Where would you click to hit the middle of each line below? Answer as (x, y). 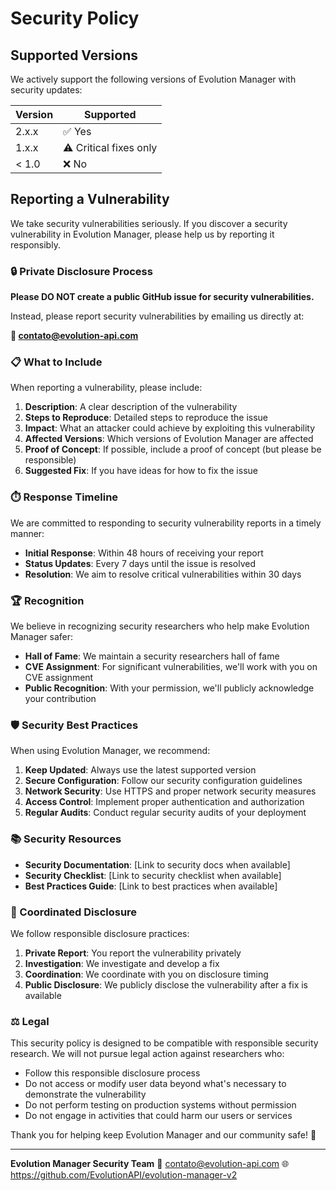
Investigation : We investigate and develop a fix (122, 963)
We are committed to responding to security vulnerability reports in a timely (166, 523)
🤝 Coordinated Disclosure (74, 912)
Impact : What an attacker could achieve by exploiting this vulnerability (170, 428)
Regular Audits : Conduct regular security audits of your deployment (165, 813)
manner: (27, 533)
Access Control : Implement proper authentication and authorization (164, 802)
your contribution (60, 698)
